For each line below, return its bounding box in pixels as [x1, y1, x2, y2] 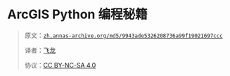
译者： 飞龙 [24, 46, 56, 54]
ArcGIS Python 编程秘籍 [7, 6, 148, 23]
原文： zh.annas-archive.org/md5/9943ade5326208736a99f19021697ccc [24, 31, 223, 39]
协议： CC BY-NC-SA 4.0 [24, 61, 96, 69]
